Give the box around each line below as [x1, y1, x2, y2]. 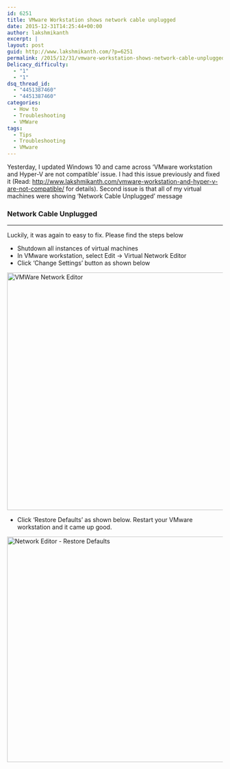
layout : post [7, 42, 44, 49]
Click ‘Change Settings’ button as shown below [16, 259, 151, 268]
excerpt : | [7, 36, 38, 43]
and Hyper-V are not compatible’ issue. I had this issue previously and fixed [7, 170, 220, 178]
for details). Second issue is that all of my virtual [66, 185, 202, 193]
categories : [7, 99, 41, 106]
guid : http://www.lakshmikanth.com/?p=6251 [7, 49, 133, 56]
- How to [13, 106, 38, 113]
